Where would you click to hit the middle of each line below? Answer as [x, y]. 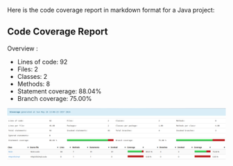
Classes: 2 [32, 76]
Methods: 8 [34, 84]
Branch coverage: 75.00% [54, 98]
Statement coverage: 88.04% [59, 91]
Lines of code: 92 [42, 62]
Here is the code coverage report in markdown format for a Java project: [111, 10]
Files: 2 [27, 69]
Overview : [23, 48]
